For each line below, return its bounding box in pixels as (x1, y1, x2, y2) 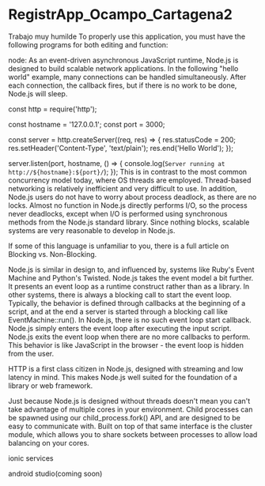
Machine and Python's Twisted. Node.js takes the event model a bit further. (8, 273, 254, 282)
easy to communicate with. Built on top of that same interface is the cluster (8, 421, 253, 431)
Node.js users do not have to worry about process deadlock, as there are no (8, 192, 257, 202)
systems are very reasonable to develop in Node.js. (8, 225, 176, 235)
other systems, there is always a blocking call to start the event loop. (8, 290, 232, 300)
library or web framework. (8, 381, 93, 390)
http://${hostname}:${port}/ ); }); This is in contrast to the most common (8, 167, 248, 176)
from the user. (8, 348, 55, 358)
